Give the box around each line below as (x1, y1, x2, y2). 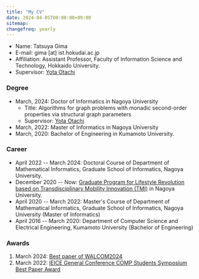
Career (6, 145, 27, 154)
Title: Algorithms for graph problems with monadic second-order (24, 104, 187, 111)
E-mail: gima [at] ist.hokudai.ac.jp (15, 49, 99, 57)
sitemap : (6, 20, 29, 26)
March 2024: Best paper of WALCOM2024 (15, 253, 123, 260)
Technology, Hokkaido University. (15, 62, 100, 69)
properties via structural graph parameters (24, 110, 132, 118)
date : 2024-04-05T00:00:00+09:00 (6, 15, 92, 21)
